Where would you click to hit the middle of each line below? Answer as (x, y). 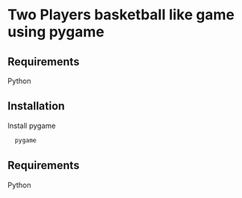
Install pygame (32, 126)
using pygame (56, 32)
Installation (36, 106)
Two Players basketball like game (121, 15)
